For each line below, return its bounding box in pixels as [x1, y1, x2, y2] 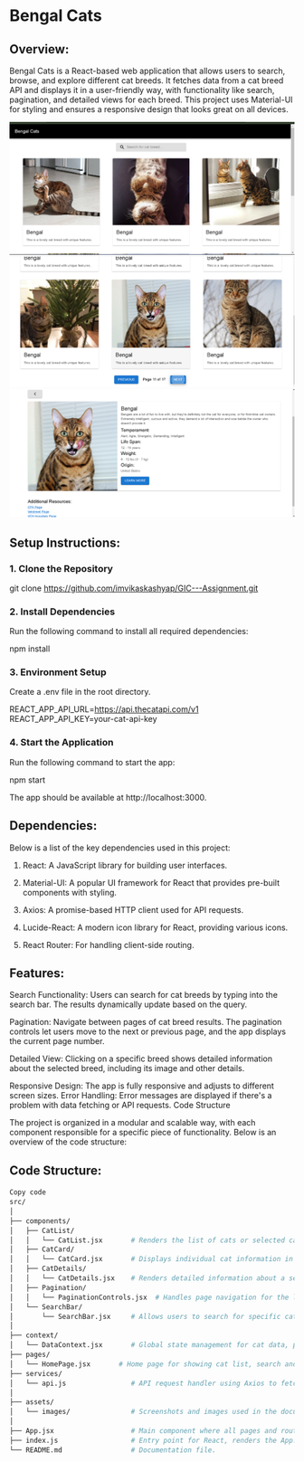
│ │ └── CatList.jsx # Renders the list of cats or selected [9, 1236, 285, 1245]
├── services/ [9, 1369, 63, 1378]
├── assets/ [9, 1398, 54, 1407]
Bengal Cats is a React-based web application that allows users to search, [9, 65, 286, 76]
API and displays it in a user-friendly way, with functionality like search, [9, 85, 275, 95]
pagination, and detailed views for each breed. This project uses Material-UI [9, 94, 293, 105]
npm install [9, 643, 51, 654]
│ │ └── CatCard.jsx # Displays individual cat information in [9, 1255, 294, 1264]
